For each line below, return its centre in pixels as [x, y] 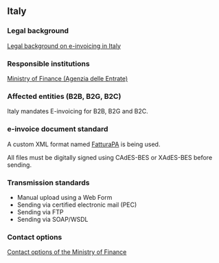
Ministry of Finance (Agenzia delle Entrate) [68, 78]
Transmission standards [48, 183]
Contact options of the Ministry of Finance [67, 252]
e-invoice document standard [58, 129]
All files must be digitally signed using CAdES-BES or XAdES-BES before [110, 157]
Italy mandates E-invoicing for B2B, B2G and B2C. [78, 111]
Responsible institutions [49, 63]
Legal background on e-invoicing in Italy [64, 46]
